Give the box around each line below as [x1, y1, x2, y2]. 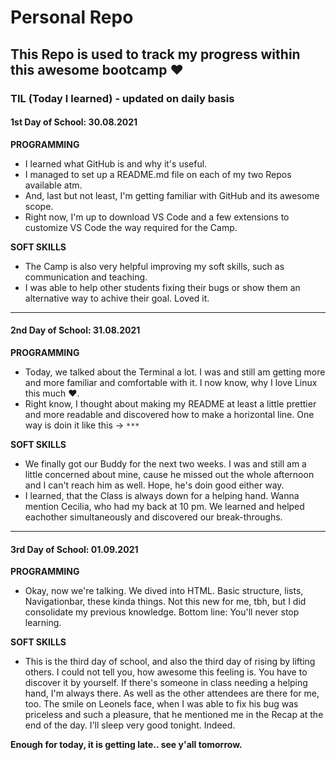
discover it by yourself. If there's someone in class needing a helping [24, 677, 308, 689]
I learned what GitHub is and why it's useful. [24, 157, 208, 170]
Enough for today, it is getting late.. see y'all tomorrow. [10, 739, 243, 751]
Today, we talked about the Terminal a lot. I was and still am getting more [24, 366, 326, 378]
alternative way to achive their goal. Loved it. [24, 292, 210, 304]
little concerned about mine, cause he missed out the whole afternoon [24, 468, 315, 480]
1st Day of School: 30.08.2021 [10, 116, 138, 128]
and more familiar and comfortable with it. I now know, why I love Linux [24, 376, 318, 388]
